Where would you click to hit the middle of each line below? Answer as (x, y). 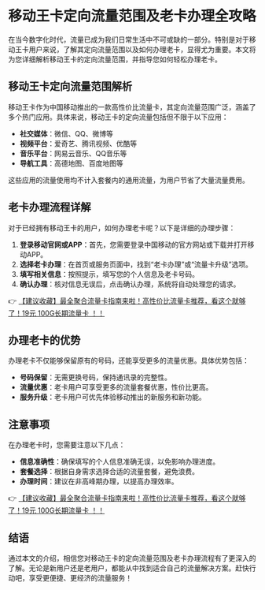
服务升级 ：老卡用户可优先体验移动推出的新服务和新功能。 (112, 397)
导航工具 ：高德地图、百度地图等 (71, 163)
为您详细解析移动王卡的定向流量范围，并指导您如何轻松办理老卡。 (115, 59)
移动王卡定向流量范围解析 (70, 86)
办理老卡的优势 (44, 340)
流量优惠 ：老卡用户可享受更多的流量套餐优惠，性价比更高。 (116, 387)
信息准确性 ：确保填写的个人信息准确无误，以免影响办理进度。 (120, 461)
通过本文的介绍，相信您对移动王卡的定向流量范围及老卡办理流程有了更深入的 (132, 558)
